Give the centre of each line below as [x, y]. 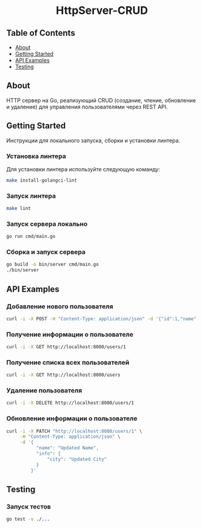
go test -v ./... [28, 519]
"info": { [49, 454]
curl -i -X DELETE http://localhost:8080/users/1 [70, 403]
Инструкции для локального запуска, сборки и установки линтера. [93, 140]
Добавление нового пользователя [60, 306]
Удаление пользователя [44, 391]
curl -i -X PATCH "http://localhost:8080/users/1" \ [74, 431]
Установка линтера [36, 156]
